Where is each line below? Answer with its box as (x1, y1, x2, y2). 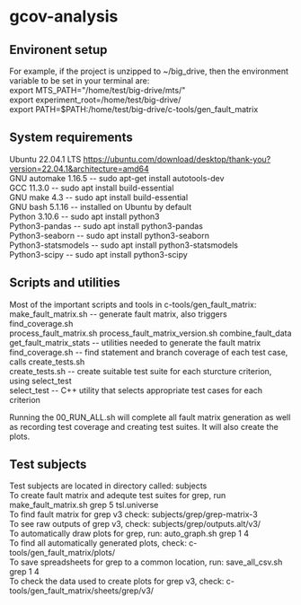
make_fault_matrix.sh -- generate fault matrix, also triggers (9, 308, 227, 320)
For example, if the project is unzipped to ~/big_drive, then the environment (9, 66, 289, 76)
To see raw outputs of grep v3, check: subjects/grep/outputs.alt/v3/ (9, 519, 261, 530)
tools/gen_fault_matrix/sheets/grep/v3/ (9, 585, 155, 596)
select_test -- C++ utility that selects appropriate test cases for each (9, 384, 263, 396)
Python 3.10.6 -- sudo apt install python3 (9, 211, 160, 222)
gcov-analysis (9, 6, 119, 27)
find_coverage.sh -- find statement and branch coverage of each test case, (9, 346, 288, 357)
